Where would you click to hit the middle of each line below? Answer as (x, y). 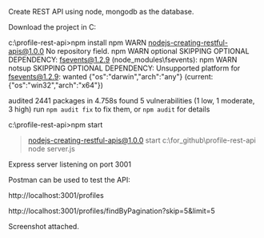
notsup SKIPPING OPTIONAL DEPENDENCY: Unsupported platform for (124, 68)
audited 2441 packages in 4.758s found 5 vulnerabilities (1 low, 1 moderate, (132, 101)
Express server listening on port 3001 (70, 164)
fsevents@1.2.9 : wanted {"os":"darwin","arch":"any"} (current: (111, 77)
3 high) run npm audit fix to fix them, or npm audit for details (109, 109)
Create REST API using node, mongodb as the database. (101, 12)
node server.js (52, 149)
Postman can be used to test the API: (69, 180)
